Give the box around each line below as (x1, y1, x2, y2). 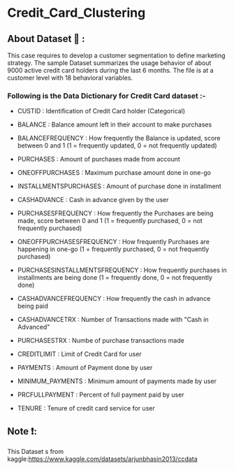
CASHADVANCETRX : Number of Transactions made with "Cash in (17, 315, 209, 324)
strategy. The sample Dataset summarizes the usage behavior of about (7, 59, 212, 67)
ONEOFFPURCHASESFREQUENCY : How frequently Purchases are (17, 238, 210, 246)
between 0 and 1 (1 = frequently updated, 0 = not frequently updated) (17, 141, 218, 150)
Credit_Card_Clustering (7, 5, 146, 21)
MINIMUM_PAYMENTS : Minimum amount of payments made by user (17, 377, 217, 385)
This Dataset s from (7, 448, 64, 456)
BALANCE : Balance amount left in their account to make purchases (17, 120, 212, 129)
